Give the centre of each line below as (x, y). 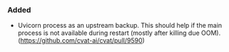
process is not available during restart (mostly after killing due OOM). (119, 33)
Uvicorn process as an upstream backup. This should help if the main (120, 26)
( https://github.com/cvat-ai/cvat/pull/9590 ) (81, 41)
